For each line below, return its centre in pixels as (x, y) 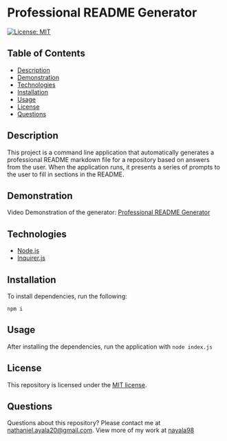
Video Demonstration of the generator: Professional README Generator (109, 212)
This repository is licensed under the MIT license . (77, 384)
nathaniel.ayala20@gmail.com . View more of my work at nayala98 (101, 430)
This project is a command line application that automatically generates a (111, 152)
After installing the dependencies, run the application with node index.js (110, 347)
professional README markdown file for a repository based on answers (108, 159)
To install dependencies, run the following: (67, 296)
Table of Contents (46, 53)
